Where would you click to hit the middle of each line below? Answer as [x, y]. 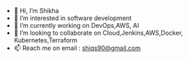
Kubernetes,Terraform [46, 40]
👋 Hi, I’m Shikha [36, 11]
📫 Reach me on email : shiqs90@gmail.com [77, 48]
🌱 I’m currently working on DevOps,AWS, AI [76, 25]
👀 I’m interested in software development [73, 18]
